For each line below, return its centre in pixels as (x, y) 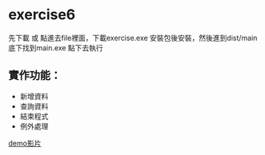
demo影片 (25, 143)
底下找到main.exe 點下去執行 (56, 48)
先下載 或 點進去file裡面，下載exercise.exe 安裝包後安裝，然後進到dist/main (133, 38)
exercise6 (42, 15)
